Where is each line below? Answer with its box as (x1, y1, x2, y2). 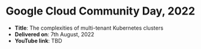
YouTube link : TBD (14, 37, 62, 44)
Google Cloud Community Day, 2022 (5, 4, 196, 18)
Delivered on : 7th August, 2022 (14, 30, 95, 38)
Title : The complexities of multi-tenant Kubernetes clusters (14, 24, 164, 31)
